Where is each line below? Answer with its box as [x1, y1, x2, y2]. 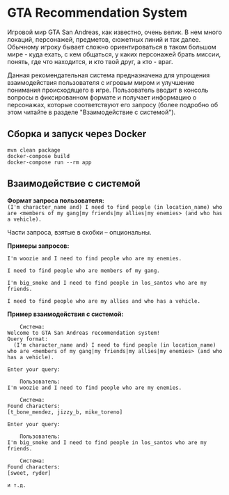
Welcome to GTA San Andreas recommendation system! [7, 329, 160, 336]
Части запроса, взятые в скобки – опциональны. [7, 228, 152, 236]
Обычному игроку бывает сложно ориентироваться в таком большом [7, 42, 216, 51]
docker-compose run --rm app [7, 159, 92, 166]
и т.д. [7, 482, 26, 489]
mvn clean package [7, 146, 61, 154]
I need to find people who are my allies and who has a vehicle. [7, 297, 200, 304]
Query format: [7, 336, 49, 343]
